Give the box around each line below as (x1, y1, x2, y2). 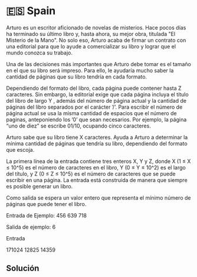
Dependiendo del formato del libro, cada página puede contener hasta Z (6, 84, 182, 92)
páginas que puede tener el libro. (6, 200, 87, 207)
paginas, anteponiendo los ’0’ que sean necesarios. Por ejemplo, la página (6, 116, 187, 123)
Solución (6, 263, 40, 273)
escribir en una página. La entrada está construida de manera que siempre (6, 176, 188, 184)
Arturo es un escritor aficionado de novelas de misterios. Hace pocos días (6, 24, 186, 31)
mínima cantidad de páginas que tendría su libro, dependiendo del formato (6, 140, 188, 147)
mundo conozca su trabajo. (6, 49, 73, 56)
